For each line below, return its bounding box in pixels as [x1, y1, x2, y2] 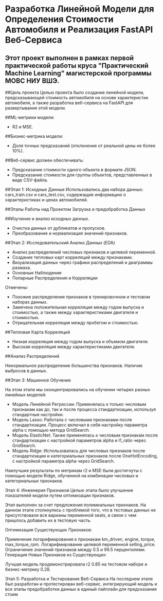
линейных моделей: [5, 392, 47, 398]
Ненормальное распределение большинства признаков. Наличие [5, 363, 143, 368]
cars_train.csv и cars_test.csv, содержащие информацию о [5, 192, 127, 198]
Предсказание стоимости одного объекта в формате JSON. [12, 167, 137, 172]
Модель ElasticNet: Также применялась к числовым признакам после [12, 432, 158, 438]
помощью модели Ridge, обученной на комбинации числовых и [5, 473, 139, 478]
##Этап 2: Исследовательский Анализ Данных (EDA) [5, 240, 115, 245]
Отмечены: [5, 285, 28, 290]
